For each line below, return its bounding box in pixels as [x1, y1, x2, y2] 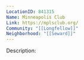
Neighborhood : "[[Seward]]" [6, 31, 76, 37]
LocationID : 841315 [6, 8, 55, 15]
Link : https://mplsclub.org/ [6, 20, 79, 26]
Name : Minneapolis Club [6, 14, 66, 20]
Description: [6, 47, 36, 54]
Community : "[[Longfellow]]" [6, 25, 79, 31]
